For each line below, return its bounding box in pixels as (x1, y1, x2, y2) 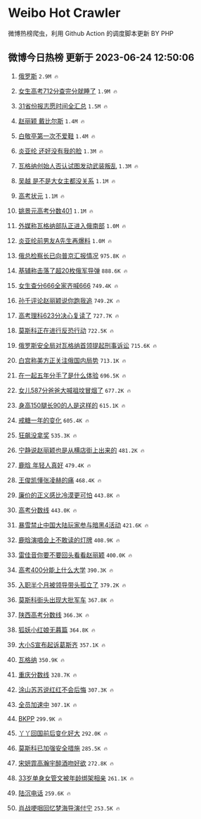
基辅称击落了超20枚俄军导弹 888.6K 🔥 (18, 266, 128, 275)
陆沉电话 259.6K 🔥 (18, 789, 71, 797)
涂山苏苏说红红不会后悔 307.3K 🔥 (18, 685, 115, 694)
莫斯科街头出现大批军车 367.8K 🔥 (18, 595, 115, 604)
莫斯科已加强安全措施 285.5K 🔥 (18, 744, 108, 752)
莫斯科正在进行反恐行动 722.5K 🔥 (18, 326, 115, 335)
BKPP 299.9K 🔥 (18, 714, 63, 723)
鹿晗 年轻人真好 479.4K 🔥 (18, 461, 91, 469)
